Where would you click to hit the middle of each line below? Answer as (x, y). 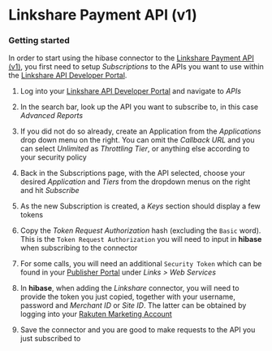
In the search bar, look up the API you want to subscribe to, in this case (139, 107)
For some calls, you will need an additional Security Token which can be (141, 264)
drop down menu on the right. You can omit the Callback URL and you (137, 140)
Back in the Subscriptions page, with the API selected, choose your (133, 173)
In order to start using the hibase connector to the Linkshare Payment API (131, 58)
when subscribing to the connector (79, 248)
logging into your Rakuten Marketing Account (96, 314)
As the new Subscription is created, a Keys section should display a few (140, 206)
